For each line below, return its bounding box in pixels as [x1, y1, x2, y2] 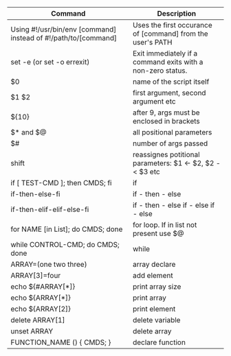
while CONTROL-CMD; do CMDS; [10, 240, 120, 249]
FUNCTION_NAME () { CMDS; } [10, 337, 111, 347]
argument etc [133, 97, 177, 106]
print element [133, 305, 176, 313]
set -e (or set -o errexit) [10, 58, 90, 67]
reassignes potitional [133, 150, 201, 159]
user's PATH [133, 38, 173, 47]
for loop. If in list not [133, 220, 197, 229]
